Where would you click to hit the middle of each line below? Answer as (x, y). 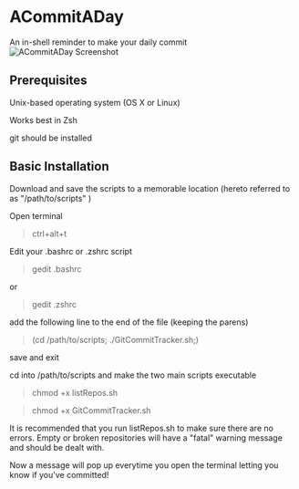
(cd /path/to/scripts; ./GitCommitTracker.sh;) (115, 339)
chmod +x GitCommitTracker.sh (91, 410)
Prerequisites (48, 81)
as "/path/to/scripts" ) (51, 198)
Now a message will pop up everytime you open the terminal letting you (144, 465)
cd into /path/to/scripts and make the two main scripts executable (133, 375)
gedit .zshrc (54, 304)
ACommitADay (67, 17)
